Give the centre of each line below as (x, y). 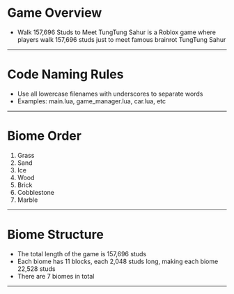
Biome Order (45, 136)
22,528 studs (36, 269)
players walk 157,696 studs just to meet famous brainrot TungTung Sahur (122, 39)
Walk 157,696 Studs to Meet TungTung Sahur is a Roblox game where (116, 32)
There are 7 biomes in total (56, 276)
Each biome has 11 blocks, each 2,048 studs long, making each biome (118, 261)
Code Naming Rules (65, 74)
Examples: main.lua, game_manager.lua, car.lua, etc (91, 101)
